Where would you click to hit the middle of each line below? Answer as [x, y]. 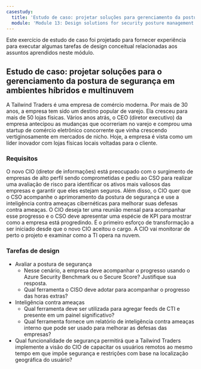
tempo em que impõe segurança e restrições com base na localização [101, 353]
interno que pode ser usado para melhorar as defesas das [95, 328]
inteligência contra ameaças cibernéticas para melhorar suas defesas [92, 203]
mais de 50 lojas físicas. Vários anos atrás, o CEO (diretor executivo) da [94, 118]
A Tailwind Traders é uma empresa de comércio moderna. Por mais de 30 [97, 105]
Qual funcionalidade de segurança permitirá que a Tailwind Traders [98, 340]
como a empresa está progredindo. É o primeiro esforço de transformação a [100, 223]
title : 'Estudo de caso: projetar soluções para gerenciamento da [96, 17]
